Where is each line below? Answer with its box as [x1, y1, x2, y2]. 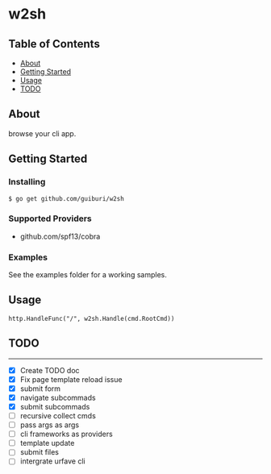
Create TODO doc [19, 365, 80, 375]
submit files [19, 447, 59, 457]
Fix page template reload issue [19, 374, 123, 384]
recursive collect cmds [19, 411, 97, 421]
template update [19, 439, 75, 448]
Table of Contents [8, 37, 101, 51]
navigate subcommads [19, 393, 96, 402]
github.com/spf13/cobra [19, 231, 101, 241]
